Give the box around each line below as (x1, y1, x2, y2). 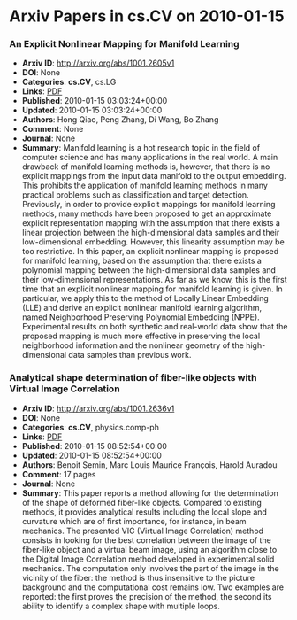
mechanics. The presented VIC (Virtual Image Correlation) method (21, 525, 263, 536)
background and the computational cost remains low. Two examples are (21, 582, 285, 593)
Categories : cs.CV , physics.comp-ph (21, 422, 159, 432)
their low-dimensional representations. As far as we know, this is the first (21, 275, 287, 285)
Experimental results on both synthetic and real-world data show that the (21, 322, 288, 332)
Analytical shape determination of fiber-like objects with (9, 372, 257, 384)
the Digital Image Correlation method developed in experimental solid (21, 554, 275, 564)
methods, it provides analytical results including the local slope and (21, 507, 268, 517)
